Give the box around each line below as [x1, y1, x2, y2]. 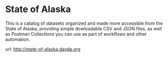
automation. [5, 36, 30, 42]
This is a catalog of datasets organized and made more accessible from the [5, 20, 163, 26]
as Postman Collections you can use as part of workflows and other [5, 31, 147, 37]
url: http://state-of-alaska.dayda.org [5, 46, 81, 52]
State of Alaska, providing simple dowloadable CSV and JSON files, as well [5, 25, 162, 31]
